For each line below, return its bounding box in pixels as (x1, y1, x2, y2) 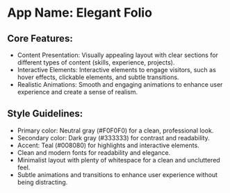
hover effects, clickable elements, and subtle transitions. (17, 73, 179, 81)
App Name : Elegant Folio (7, 5, 153, 21)
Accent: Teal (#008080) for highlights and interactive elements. (17, 141, 199, 149)
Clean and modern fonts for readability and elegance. (17, 148, 171, 157)
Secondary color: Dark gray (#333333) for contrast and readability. (17, 133, 210, 142)
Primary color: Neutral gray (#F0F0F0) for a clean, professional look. (17, 126, 214, 135)
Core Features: (7, 33, 73, 44)
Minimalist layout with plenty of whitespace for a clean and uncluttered (17, 156, 220, 164)
